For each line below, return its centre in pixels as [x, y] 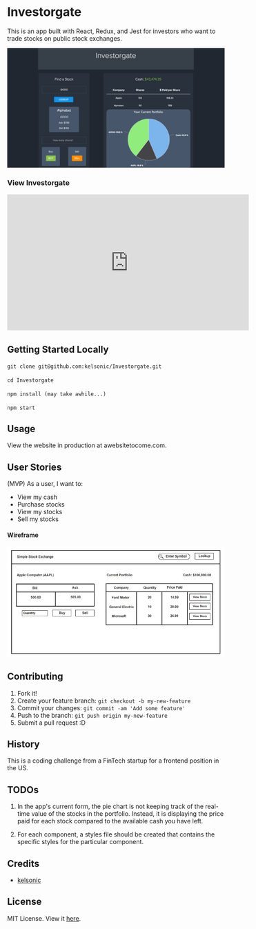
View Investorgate [39, 183]
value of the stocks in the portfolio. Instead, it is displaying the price [128, 814]
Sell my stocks [38, 519]
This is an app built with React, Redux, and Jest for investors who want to [111, 31]
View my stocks [40, 512]
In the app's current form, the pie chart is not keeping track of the [110, 806]
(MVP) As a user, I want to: [45, 484]
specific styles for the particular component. [80, 842]
